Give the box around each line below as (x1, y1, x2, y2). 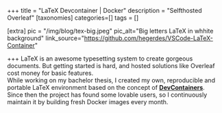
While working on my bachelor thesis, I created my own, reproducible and (7, 76, 216, 84)
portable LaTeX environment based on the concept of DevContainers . (7, 84, 206, 91)
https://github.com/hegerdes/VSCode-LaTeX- (84, 34, 214, 42)
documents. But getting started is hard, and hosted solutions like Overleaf (7, 62, 215, 69)
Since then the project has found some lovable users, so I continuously (7, 91, 208, 99)
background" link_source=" (7, 34, 84, 42)
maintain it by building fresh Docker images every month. (7, 98, 169, 106)
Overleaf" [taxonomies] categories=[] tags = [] (7, 14, 139, 22)
